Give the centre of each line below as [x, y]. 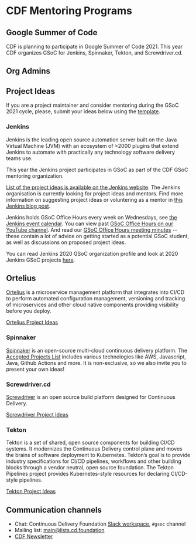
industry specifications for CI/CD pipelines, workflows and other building [94, 461]
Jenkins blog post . [28, 206]
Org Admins [28, 71]
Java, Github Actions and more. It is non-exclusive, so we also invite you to [97, 363]
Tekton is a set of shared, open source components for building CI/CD [90, 443]
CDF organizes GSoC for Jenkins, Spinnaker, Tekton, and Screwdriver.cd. [94, 53]
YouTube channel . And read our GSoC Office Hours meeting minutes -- [92, 229]
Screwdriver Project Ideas [37, 414]
